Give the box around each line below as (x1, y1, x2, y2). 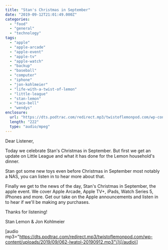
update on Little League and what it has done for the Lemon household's (5, 153, 155, 159)
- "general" (9, 26, 35, 31)
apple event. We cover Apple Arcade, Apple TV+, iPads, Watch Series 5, (5, 188, 153, 194)
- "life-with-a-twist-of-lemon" (9, 86, 77, 92)
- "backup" (9, 63, 32, 68)
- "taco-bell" (9, 101, 39, 106)
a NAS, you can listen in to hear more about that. (5, 173, 105, 179)
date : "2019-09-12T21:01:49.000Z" (5, 12, 77, 17)
